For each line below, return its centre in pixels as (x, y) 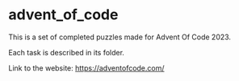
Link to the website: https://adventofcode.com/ (86, 68)
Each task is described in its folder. (67, 52)
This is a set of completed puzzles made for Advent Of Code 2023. (120, 37)
